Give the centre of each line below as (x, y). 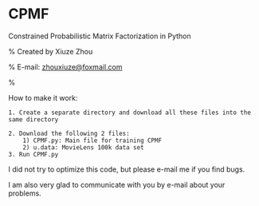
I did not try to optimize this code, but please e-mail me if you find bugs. (127, 169)
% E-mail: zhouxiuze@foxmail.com (65, 67)
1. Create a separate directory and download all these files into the (129, 113)
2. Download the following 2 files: (69, 133)
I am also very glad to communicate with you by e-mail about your (117, 184)
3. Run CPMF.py (33, 154)
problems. (25, 193)
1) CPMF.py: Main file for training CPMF (92, 141)
